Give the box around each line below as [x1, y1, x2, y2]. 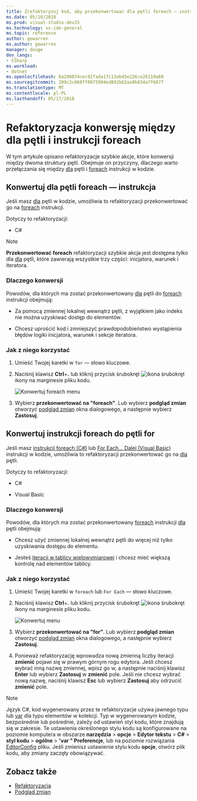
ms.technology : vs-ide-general [6, 25, 83, 31]
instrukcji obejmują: [6, 296, 53, 303]
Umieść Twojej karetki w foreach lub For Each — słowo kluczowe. [14, 588, 173, 595]
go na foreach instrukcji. [6, 204, 64, 211]
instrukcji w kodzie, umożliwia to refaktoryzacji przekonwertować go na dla [6, 451, 188, 458]
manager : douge [6, 47, 43, 53]
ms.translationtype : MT [6, 85, 64, 91]
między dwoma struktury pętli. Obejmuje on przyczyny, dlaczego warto [6, 159, 178, 166]
